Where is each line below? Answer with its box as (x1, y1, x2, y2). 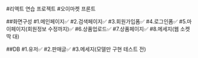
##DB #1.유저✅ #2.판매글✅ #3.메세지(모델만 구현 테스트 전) (6, 45, 146, 53)
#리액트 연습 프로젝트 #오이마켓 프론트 (6, 5, 96, 12)
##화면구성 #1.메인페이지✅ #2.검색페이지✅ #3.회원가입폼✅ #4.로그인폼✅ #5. (6, 18, 187, 25)
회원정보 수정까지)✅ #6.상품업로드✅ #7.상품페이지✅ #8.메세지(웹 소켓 (27, 26, 190, 32)
